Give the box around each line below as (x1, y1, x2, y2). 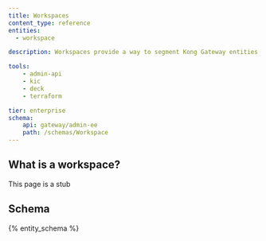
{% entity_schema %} (8, 224, 80, 233)
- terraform (22, 92, 62, 100)
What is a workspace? (8, 158, 121, 172)
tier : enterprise (8, 107, 66, 115)
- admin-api (22, 70, 62, 78)
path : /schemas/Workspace (22, 129, 109, 137)
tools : (8, 63, 30, 71)
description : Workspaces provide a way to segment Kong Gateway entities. (8, 49, 262, 56)
